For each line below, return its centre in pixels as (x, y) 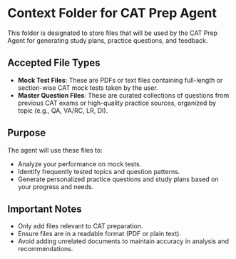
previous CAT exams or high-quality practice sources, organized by (117, 103)
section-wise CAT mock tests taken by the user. (88, 88)
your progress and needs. (56, 186)
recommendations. (45, 249)
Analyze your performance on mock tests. (79, 164)
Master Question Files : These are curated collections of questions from (123, 95)
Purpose (27, 133)
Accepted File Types (54, 63)
